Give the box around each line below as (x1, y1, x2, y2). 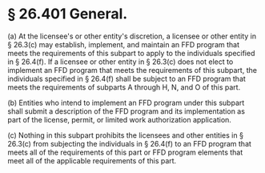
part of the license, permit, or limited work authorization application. (7, 115, 231, 124)
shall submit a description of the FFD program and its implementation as (7, 106, 246, 116)
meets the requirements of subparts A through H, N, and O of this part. (7, 82, 241, 92)
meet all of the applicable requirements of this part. (7, 155, 177, 165)
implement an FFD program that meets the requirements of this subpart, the (7, 65, 258, 74)
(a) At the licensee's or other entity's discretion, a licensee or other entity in (7, 31, 257, 41)
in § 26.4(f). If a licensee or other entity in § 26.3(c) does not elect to (7, 57, 234, 66)
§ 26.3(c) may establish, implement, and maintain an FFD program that (7, 39, 239, 49)
